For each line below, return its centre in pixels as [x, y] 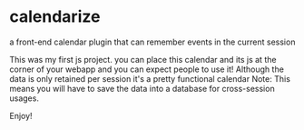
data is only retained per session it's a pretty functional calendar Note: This [150, 78]
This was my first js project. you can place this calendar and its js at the [143, 59]
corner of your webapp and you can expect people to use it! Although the [147, 69]
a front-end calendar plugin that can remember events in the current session [152, 42]
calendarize [55, 17]
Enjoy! [21, 115]
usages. [24, 98]
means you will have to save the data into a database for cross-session [142, 88]
